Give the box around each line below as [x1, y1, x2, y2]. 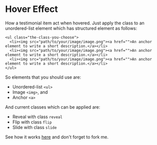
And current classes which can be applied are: [5, 104, 100, 110]
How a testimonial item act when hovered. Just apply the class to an [5, 20, 145, 26]
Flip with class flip [12, 119, 52, 125]
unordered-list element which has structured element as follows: [5, 25, 138, 31]
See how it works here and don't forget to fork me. [5, 134, 109, 140]
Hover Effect [5, 3, 58, 15]
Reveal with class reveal [12, 114, 63, 120]
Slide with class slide [12, 124, 57, 130]
